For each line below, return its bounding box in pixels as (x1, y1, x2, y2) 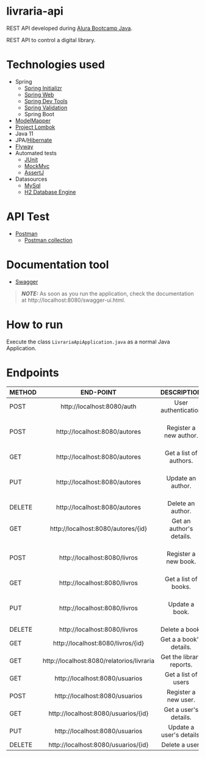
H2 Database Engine (24, 188, 76, 196)
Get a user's (164, 705, 199, 714)
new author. (164, 431, 198, 439)
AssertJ (24, 169, 45, 176)
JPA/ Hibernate (15, 136, 52, 144)
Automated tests (15, 149, 57, 156)
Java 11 (15, 130, 34, 137)
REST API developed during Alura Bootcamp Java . (6, 24, 133, 32)
